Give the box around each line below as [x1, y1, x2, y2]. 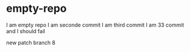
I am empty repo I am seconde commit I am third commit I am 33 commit [6, 21, 185, 28]
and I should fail [6, 27, 46, 34]
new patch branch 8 [6, 39, 55, 46]
